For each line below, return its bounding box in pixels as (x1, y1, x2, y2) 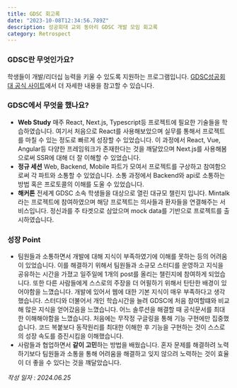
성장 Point (7, 234, 41, 244)
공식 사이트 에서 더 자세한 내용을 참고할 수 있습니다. (14, 81, 154, 89)
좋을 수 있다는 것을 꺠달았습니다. (33, 358, 122, 367)
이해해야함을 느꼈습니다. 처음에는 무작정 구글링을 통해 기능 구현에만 (25, 314, 211, 323)
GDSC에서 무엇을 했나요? (7, 101, 90, 110)
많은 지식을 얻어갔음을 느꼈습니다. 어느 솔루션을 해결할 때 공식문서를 (25, 305, 212, 314)
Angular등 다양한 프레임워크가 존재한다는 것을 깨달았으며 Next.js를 (17, 144, 203, 153)
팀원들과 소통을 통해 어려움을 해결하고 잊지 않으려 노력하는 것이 (42, 350, 216, 358)
